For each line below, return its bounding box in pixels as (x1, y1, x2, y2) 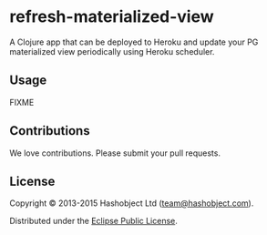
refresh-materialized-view (9, 6, 214, 27)
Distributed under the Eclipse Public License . (9, 216, 178, 227)
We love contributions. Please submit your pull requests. (9, 148, 221, 158)
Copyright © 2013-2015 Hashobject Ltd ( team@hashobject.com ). (9, 198, 254, 209)
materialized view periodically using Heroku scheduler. (9, 46, 215, 56)
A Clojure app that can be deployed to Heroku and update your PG (9, 36, 259, 47)
